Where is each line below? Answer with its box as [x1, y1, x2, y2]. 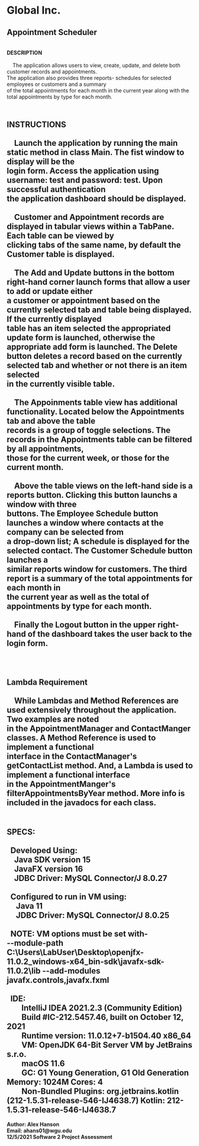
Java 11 [15, 901, 43, 911]
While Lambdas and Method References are [14, 695, 179, 706]
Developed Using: [10, 845, 78, 855]
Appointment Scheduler [7, 27, 97, 37]
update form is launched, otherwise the [7, 333, 156, 343]
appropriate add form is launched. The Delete [7, 342, 178, 352]
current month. [7, 462, 64, 473]
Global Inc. [7, 4, 61, 17]
